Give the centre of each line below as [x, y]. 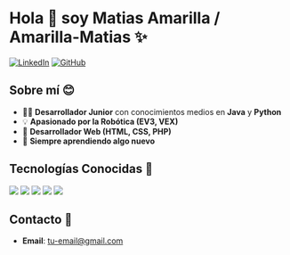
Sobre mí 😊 [42, 90]
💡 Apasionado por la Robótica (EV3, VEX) [100, 121]
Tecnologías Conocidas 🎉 [81, 169]
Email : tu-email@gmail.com [72, 241]
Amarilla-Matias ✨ [79, 37]
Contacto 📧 [41, 219]
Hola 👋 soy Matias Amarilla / [115, 18]
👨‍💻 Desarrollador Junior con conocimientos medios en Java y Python [152, 111]
